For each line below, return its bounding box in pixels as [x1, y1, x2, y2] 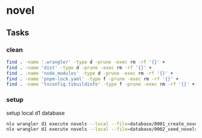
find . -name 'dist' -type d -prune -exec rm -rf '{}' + [6, 64, 152, 71]
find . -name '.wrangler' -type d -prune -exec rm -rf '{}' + [6, 59, 165, 65]
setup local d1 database [6, 109, 65, 116]
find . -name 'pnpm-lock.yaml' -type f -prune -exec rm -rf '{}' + [6, 76, 179, 82]
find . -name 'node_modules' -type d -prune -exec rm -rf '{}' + [6, 70, 173, 76]
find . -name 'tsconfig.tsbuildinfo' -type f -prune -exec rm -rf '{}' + [6, 82, 195, 88]
